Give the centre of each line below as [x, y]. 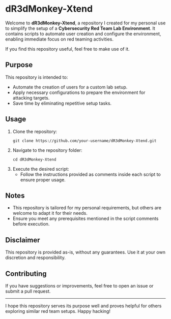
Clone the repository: [35, 131]
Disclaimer [23, 240]
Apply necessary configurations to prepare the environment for [79, 92]
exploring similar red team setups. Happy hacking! [58, 311]
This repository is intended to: [37, 77]
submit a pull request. [28, 291]
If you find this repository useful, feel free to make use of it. [67, 49]
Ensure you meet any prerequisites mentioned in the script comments [85, 218]
